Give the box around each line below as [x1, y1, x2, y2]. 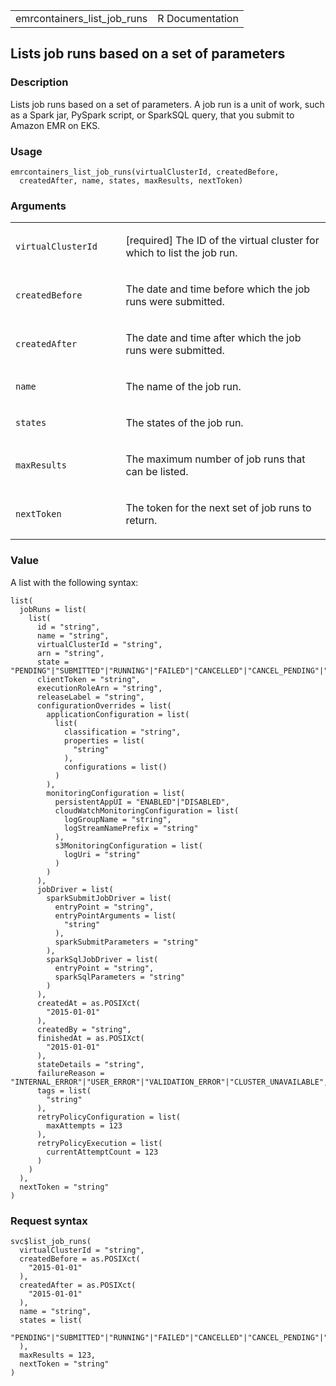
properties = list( [63, 735, 145, 746]
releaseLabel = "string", [36, 692, 145, 702]
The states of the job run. [125, 416, 244, 430]
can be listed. [125, 465, 189, 479]
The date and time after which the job [125, 331, 302, 345]
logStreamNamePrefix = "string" [63, 823, 199, 833]
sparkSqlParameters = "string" [54, 972, 186, 982]
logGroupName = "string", [63, 814, 172, 824]
